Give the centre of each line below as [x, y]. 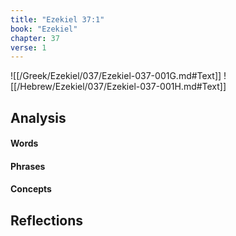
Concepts [31, 189]
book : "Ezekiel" [44, 29]
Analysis [38, 117]
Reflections [47, 220]
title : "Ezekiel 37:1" [57, 19]
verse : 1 [28, 47]
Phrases [28, 166]
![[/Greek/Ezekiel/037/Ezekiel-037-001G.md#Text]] [116, 76]
